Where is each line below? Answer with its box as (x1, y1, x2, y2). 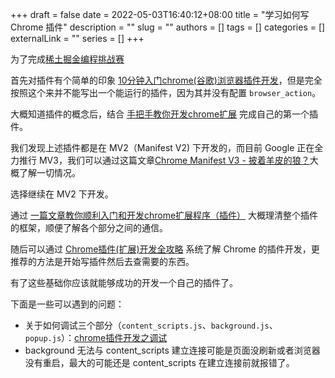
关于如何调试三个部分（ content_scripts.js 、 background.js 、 (24, 319, 278, 331)
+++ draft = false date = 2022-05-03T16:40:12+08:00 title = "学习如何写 (10, 9, 310, 20)
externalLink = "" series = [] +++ (10, 33, 145, 44)
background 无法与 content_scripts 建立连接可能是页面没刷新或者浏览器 (24, 344, 321, 356)
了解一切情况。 (18, 167, 81, 178)
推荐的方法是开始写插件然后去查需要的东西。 (10, 256, 195, 267)
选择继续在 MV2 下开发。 (10, 188, 114, 200)
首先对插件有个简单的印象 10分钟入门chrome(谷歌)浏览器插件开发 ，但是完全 (10, 74, 323, 86)
